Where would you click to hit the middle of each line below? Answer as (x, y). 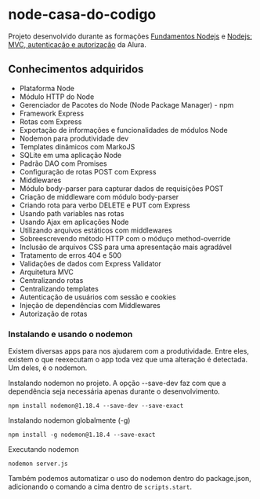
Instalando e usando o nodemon (70, 334)
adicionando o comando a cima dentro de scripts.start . (100, 487)
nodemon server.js (38, 464)
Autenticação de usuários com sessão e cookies (97, 297)
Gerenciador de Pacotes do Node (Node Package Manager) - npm (126, 105)
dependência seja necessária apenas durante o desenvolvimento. (114, 391)
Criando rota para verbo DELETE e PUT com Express (105, 205)
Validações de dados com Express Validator (90, 263)
